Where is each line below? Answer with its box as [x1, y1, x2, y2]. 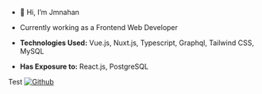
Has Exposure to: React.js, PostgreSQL [19, 62, 149, 71]
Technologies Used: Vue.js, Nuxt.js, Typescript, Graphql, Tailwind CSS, [19, 38, 254, 47]
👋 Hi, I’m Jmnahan [19, 8, 79, 17]
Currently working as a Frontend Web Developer [19, 23, 179, 32]
